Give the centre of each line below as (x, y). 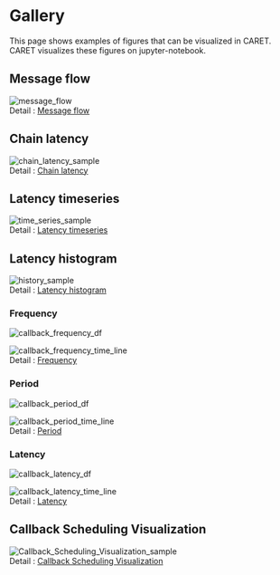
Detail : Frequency (43, 360)
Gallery (37, 16)
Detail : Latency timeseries (59, 230)
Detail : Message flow (50, 110)
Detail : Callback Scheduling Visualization (86, 561)
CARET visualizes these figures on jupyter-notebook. (107, 50)
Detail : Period (36, 430)
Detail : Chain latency (49, 170)
